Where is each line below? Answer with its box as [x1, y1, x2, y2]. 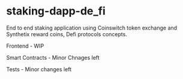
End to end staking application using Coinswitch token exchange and [6, 24, 178, 31]
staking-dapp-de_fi [6, 4, 106, 18]
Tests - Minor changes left [6, 65, 72, 73]
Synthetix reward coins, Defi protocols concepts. [6, 30, 128, 37]
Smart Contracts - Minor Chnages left [6, 54, 100, 61]
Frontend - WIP [6, 42, 44, 49]
